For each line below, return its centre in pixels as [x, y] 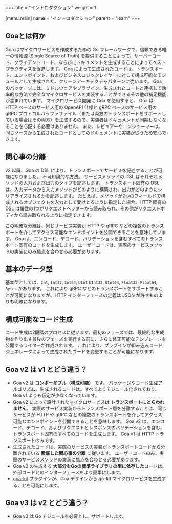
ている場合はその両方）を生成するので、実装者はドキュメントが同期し [79, 120]
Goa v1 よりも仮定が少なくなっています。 [56, 395]
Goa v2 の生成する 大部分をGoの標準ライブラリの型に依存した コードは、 [90, 466]
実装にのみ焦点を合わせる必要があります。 [59, 251]
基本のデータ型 [29, 269]
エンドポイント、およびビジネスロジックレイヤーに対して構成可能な [86, 75]
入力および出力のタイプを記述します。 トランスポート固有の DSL [91, 183]
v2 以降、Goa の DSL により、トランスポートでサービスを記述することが [82, 170]
